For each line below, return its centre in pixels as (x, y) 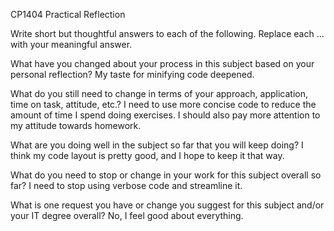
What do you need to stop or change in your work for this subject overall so (166, 175)
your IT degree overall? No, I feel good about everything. (127, 215)
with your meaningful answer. (71, 44)
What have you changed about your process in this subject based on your (162, 63)
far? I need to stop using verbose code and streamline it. (126, 185)
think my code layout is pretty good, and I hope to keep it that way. (147, 155)
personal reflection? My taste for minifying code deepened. (132, 74)
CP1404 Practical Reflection (68, 14)
